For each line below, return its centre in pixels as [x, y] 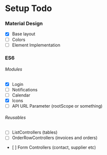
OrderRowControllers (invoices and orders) [55, 138]
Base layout [24, 34]
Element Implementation [36, 45]
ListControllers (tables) [35, 132]
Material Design [24, 24]
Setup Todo [28, 8]
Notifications [25, 89]
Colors [19, 40]
